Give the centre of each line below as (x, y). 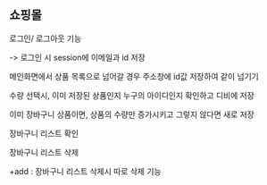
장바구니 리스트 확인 (44, 133)
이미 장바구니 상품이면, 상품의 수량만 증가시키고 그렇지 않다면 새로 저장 (132, 114)
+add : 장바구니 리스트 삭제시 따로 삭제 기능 (85, 171)
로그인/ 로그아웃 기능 (46, 38)
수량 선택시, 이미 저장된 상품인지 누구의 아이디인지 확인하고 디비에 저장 (132, 95)
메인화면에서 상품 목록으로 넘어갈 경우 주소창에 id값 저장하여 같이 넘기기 (134, 76)
